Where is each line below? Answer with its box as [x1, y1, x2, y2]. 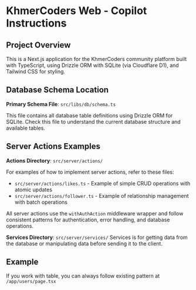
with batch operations [14, 198, 67, 205]
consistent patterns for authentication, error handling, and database [6, 216, 170, 223]
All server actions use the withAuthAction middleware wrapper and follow [6, 210, 184, 217]
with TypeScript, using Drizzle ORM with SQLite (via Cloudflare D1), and [6, 62, 179, 69]
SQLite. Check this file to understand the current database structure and [6, 118, 181, 125]
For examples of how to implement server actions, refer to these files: [6, 168, 174, 176]
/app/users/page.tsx [6, 279, 57, 285]
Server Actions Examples [6, 141, 101, 151]
